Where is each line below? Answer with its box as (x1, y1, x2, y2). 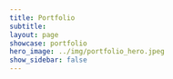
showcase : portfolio (9, 38, 88, 48)
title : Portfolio (9, 13, 76, 23)
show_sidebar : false (9, 55, 88, 64)
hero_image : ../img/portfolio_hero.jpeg (9, 47, 166, 56)
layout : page (9, 30, 59, 39)
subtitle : (9, 22, 47, 31)
